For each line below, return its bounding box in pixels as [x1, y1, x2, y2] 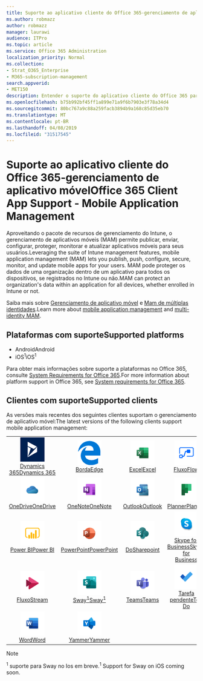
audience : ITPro [6, 35, 47, 42]
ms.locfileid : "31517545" [6, 131, 71, 138]
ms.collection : [6, 61, 45, 67]
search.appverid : [6, 80, 50, 86]
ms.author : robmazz [6, 16, 56, 22]
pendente [170, 596, 193, 603]
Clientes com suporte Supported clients [6, 396, 158, 406]
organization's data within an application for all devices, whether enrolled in [6, 281, 195, 288]
